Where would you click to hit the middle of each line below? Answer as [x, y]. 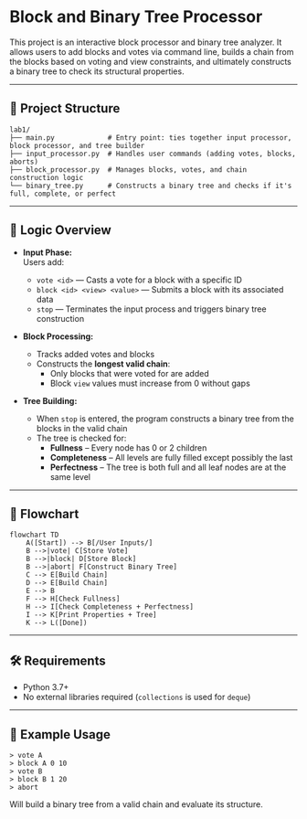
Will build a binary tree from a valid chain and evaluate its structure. [136, 804]
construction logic [47, 177]
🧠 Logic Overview [60, 230]
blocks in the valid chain [82, 428]
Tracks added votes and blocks [95, 354]
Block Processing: [58, 336]
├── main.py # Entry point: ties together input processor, [151, 138]
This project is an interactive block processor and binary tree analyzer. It [146, 42]
